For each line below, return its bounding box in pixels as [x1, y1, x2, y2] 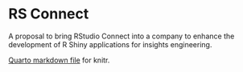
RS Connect [8, 5, 89, 23]
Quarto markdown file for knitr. [8, 55, 110, 65]
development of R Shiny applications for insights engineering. [8, 39, 212, 49]
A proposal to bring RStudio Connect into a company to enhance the [8, 31, 235, 41]
